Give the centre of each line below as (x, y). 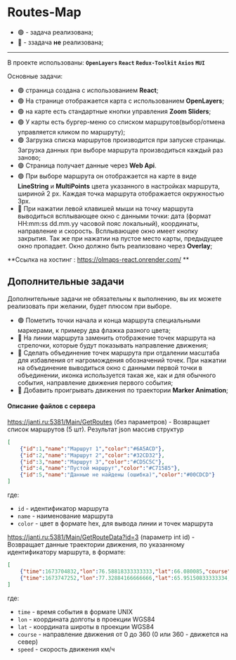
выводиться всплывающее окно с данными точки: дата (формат (114, 216)
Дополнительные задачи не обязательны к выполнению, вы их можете (114, 298)
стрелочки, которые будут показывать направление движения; (113, 345)
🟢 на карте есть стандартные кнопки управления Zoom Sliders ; (114, 111)
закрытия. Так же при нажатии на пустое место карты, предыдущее (120, 238)
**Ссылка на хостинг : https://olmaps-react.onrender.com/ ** (98, 259)
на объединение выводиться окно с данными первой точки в (110, 367)
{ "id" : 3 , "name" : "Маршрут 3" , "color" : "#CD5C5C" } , (92, 462)
